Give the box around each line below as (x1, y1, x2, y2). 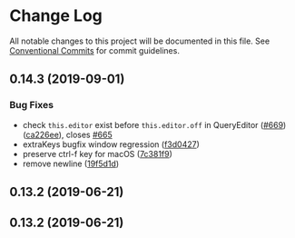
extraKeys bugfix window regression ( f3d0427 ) (22, 138, 200, 150)
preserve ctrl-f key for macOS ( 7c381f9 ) (22, 148, 172, 159)
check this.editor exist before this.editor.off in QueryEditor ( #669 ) (22, 119, 287, 130)
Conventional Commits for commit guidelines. (9, 45, 180, 55)
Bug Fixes (9, 99, 54, 112)
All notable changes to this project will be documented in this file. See (9, 35, 270, 46)
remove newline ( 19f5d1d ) (22, 158, 120, 169)
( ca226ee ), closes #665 (22, 129, 113, 140)
